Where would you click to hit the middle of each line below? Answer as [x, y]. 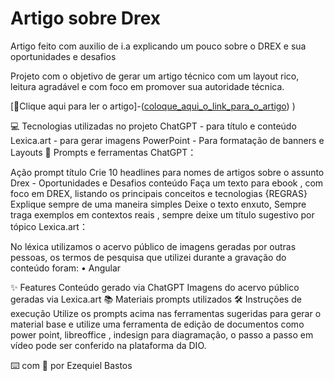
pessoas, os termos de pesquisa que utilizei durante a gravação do [148, 257]
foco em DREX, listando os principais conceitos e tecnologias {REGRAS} [159, 193]
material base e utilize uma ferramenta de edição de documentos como [157, 324]
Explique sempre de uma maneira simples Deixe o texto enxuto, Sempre [158, 204]
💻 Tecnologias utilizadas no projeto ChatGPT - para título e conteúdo [153, 126]
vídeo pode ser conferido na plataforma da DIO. [108, 345]
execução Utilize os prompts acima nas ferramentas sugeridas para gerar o [166, 313]
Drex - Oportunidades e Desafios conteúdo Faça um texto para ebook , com [167, 183]
